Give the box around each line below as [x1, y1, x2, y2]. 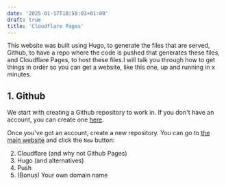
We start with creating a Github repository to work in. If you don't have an [7, 109, 214, 117]
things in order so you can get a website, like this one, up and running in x [7, 63, 216, 72]
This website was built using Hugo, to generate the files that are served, [7, 42, 210, 50]
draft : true [7, 16, 41, 23]
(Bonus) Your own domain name [16, 171, 108, 180]
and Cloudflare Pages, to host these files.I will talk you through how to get [7, 56, 216, 64]
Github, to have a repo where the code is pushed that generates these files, [7, 48, 221, 57]
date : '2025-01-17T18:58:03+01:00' [7, 10, 109, 17]
